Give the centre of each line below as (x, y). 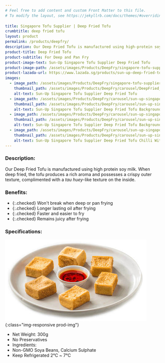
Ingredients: (24, 345)
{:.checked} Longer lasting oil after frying (54, 208)
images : (13, 78)
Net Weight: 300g (30, 334)
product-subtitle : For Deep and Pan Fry (47, 57)
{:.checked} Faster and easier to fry (48, 214)
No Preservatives (30, 340)
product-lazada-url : (26, 73)
